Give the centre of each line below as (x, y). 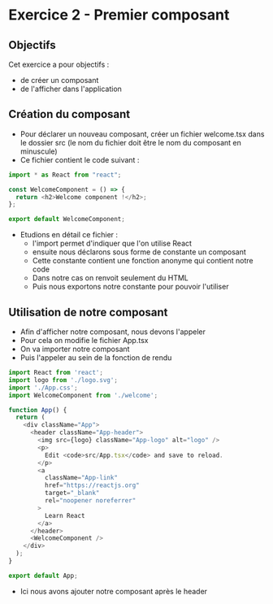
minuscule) (39, 151)
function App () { (38, 410)
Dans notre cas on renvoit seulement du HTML (110, 278)
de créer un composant (59, 80)
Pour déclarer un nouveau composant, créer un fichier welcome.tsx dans (142, 134)
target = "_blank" (72, 493)
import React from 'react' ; (56, 372)
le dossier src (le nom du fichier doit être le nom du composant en (131, 142)
